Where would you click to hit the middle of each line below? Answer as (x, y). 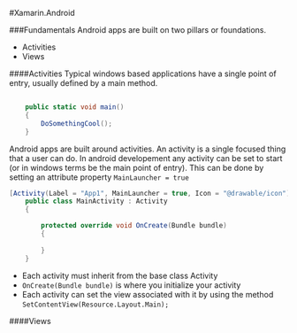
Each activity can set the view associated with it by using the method (148, 294)
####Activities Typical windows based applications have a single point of (143, 74)
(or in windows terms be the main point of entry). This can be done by (137, 167)
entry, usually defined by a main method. (84, 83)
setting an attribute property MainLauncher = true (99, 177)
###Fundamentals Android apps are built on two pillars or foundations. (138, 30)
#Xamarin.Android (42, 13)
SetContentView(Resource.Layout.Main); (95, 305)
